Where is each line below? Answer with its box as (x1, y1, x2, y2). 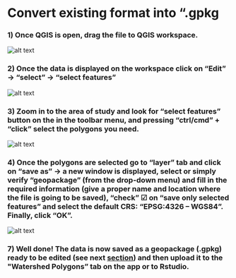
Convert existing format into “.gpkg (7, 5, 219, 21)
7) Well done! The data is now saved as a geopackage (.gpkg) (7, 244, 223, 254)
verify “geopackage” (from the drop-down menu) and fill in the (7, 175, 228, 185)
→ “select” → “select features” (7, 73, 117, 83)
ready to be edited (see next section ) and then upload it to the (7, 253, 223, 262)
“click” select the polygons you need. (7, 123, 139, 133)
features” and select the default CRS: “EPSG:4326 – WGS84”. (7, 202, 224, 211)
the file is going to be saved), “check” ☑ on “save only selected (7, 193, 230, 203)
